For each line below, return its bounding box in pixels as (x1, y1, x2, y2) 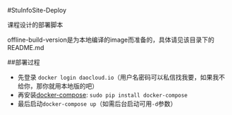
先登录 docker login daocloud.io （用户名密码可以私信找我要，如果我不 (17, 73, 226, 81)
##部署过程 (7, 58, 40, 66)
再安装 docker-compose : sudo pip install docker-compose (17, 91, 188, 99)
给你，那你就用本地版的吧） (17, 82, 99, 90)
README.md (7, 44, 44, 52)
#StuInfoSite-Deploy (7, 6, 67, 14)
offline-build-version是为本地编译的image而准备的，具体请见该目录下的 (7, 35, 215, 44)
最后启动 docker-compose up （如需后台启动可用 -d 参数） (17, 99, 177, 108)
